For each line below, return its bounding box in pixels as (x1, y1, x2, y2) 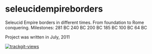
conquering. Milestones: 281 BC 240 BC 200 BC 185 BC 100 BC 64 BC (5, 24, 148, 30)
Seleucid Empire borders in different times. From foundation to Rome (5, 19, 144, 25)
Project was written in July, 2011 (5, 34, 70, 40)
